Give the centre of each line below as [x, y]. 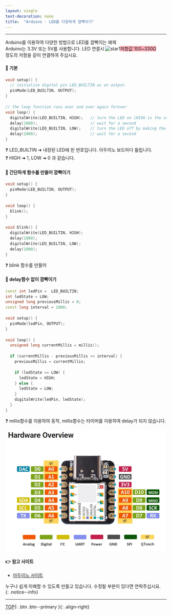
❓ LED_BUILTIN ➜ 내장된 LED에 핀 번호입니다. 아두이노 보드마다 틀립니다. [79, 150]
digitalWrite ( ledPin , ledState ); [50, 400]
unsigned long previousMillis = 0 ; [43, 302]
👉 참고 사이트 [20, 561]
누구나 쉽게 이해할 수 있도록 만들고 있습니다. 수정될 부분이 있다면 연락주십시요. [83, 586]
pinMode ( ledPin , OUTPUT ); [38, 324]
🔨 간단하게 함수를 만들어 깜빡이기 [38, 172]
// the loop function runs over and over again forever [66, 107]
